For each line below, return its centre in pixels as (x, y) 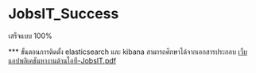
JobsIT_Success (64, 14)
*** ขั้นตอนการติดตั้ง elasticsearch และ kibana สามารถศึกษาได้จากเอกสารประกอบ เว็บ (128, 52)
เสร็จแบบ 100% (31, 36)
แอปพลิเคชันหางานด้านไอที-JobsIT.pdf (62, 60)
